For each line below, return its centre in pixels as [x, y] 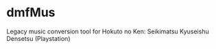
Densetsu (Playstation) [38, 38]
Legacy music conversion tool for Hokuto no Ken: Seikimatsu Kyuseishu [108, 31]
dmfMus [31, 13]
